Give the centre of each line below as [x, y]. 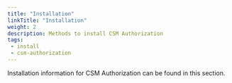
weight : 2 [22, 27]
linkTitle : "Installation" [47, 20]
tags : [15, 40]
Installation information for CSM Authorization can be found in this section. [116, 73]
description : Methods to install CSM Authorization [85, 33]
